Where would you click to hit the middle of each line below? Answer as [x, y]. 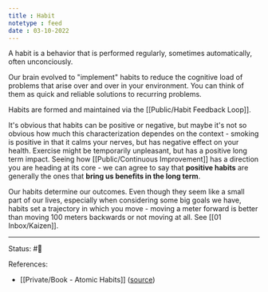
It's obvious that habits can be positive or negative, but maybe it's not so [128, 126]
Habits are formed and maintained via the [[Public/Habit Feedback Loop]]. [130, 110]
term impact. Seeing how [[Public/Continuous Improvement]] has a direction [134, 159]
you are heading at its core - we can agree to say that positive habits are [128, 168]
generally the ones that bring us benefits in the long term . [104, 176]
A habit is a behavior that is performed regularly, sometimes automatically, [130, 54]
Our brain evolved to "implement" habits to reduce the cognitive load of [126, 78]
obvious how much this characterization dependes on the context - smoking [134, 134]
